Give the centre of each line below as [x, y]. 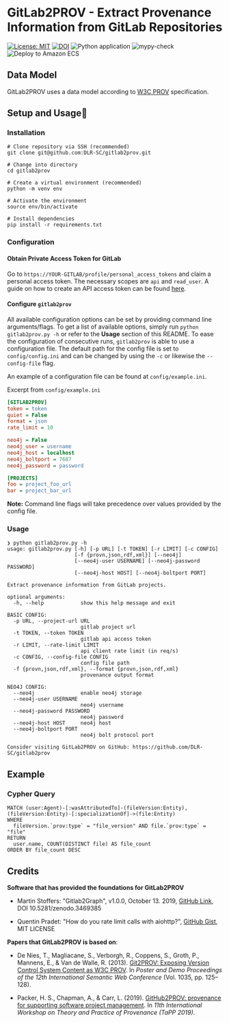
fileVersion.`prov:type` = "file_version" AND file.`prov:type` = [110, 826]
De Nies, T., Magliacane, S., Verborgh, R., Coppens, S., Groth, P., [108, 955]
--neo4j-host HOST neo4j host [62, 723]
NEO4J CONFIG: [27, 687]
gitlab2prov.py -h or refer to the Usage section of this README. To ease [110, 333]
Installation [26, 133]
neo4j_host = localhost [41, 453]
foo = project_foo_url [39, 484]
